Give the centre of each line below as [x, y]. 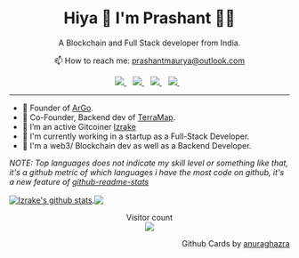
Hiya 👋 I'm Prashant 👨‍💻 [149, 18]
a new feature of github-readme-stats [79, 181]
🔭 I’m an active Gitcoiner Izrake [79, 126]
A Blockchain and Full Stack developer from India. [149, 43]
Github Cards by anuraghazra [236, 243]
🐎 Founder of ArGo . [57, 108]
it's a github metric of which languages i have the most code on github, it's [147, 172]
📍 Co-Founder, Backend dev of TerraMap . [99, 117]
